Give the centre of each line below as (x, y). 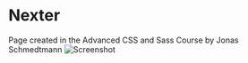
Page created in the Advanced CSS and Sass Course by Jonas (124, 40)
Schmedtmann (35, 49)
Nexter (34, 16)
